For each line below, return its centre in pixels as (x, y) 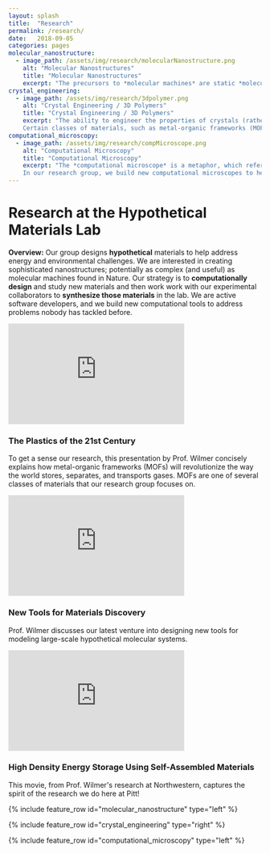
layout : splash (34, 16)
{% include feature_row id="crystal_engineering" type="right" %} (117, 824)
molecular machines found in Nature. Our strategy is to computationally (128, 278)
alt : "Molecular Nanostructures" (79, 68)
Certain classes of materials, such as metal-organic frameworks (135, 128)
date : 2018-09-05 (41, 38)
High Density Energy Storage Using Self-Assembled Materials (131, 768)
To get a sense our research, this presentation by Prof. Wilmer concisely (128, 458)
